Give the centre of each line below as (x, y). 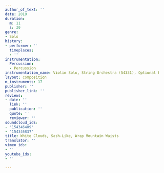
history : (14, 41)
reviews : (14, 95)
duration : (15, 18)
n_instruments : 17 (24, 82)
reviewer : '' (23, 118)
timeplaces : (22, 50)
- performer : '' (21, 46)
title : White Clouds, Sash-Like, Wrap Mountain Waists (62, 136)
